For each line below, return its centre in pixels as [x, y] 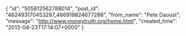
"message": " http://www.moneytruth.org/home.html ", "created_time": [91, 21]
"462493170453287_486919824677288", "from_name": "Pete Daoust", [93, 15]
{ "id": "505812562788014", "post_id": [53, 9]
